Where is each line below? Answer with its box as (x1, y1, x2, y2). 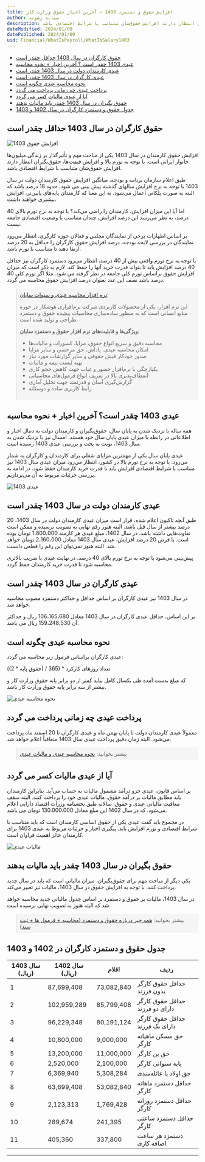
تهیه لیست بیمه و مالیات (29, 359, 83, 366)
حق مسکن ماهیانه (137, 1032, 184, 1040)
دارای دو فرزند (137, 1004, 175, 1013)
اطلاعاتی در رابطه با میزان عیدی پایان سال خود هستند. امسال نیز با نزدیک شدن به (7, 433, 190, 440)
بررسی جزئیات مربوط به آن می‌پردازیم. (7, 471, 96, 478)
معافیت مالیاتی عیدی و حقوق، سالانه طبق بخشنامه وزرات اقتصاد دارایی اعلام (7, 800, 180, 807)
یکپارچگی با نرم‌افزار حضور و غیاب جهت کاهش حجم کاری (29, 365, 158, 372)
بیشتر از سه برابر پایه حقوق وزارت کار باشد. (7, 683, 106, 691)
